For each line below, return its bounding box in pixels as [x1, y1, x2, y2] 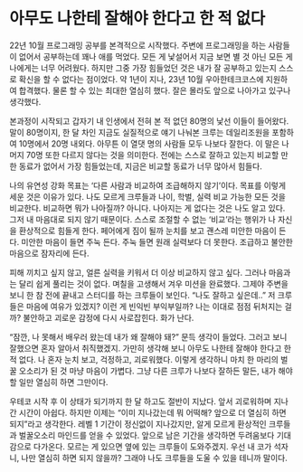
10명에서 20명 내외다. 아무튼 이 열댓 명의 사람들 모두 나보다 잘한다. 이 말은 [18, 137, 280, 149]
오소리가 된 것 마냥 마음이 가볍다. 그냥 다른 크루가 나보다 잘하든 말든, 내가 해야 [18, 365, 294, 376]
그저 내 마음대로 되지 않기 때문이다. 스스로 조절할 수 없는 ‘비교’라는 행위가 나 [9, 213, 276, 224]
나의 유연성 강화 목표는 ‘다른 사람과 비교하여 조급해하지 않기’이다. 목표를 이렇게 [9, 180, 287, 191]
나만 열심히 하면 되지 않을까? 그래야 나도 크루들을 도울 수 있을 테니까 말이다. [21, 452, 288, 463]
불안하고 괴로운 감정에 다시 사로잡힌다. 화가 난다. [22, 312, 194, 323]
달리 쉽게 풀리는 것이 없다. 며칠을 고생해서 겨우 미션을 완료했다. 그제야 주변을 [18, 278, 289, 289]
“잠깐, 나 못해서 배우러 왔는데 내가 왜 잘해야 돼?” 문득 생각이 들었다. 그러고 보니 [9, 331, 288, 342]
